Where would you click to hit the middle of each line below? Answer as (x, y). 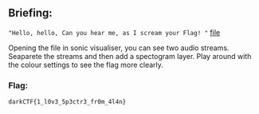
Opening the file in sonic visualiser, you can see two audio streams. (119, 48)
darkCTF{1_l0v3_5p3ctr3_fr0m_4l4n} (67, 102)
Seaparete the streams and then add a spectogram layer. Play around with (130, 56)
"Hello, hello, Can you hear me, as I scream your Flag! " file (114, 32)
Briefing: (31, 13)
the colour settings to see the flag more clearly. (86, 65)
